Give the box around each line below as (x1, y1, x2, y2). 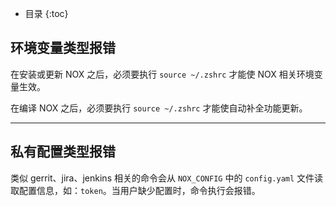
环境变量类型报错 (10, 40, 116, 57)
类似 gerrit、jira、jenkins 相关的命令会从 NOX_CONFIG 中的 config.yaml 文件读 (10, 172, 324, 184)
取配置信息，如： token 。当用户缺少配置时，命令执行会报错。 (10, 184, 261, 196)
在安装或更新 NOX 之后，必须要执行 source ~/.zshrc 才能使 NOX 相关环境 (10, 68, 315, 80)
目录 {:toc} (24, 8, 69, 19)
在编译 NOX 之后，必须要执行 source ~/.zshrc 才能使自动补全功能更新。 (10, 102, 308, 114)
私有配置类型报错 (10, 143, 116, 161)
